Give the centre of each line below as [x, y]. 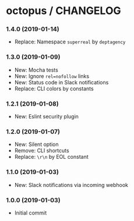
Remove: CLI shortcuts [42, 151]
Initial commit [31, 213]
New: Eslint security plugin [46, 117]
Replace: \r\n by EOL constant [51, 157]
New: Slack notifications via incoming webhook [71, 185]
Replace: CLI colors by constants [54, 89]
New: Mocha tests [36, 70]
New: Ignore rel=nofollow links [52, 76]
